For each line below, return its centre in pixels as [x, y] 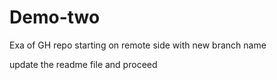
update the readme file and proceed [83, 64]
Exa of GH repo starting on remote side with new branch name [138, 45]
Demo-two [55, 17]
